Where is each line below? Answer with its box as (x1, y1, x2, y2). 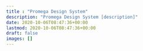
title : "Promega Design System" (6, 8, 88, 15)
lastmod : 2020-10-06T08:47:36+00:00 (6, 25, 96, 31)
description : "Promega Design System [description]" (6, 14, 138, 20)
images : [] (6, 36, 33, 42)
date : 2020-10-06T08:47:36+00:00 (6, 19, 88, 25)
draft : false (6, 30, 38, 36)
